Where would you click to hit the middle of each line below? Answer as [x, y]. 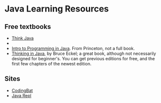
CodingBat [22, 90]
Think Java [23, 38]
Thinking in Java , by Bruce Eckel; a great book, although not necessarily [84, 53]
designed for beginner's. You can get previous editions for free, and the [83, 58]
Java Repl [21, 95]
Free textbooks [28, 27]
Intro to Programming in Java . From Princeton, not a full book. [73, 48]
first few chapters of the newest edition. [51, 64]
